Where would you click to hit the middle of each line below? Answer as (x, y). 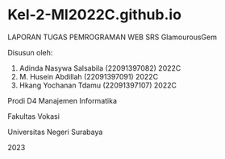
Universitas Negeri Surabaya (55, 132)
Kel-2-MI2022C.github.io (95, 15)
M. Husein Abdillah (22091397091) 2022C (89, 76)
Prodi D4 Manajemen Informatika (62, 100)
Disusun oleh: (30, 52)
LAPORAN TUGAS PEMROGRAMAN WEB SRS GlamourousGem (112, 37)
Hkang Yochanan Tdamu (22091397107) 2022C (98, 85)
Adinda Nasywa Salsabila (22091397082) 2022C (100, 68)
